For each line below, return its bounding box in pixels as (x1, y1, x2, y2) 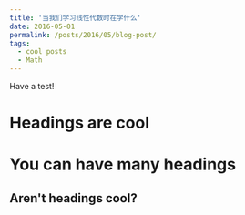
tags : (9, 38, 30, 48)
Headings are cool (9, 113, 150, 133)
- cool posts (17, 47, 67, 56)
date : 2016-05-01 (9, 22, 76, 31)
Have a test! (9, 81, 55, 91)
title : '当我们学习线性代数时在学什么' (9, 13, 141, 23)
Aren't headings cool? (9, 190, 138, 206)
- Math (17, 56, 43, 65)
